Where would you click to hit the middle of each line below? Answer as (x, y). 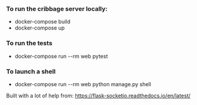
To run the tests (29, 43)
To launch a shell (31, 71)
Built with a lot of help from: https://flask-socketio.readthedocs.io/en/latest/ (99, 96)
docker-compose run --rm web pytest (61, 56)
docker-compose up (40, 28)
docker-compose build (42, 22)
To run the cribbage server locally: (57, 9)
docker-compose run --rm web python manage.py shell (83, 84)
